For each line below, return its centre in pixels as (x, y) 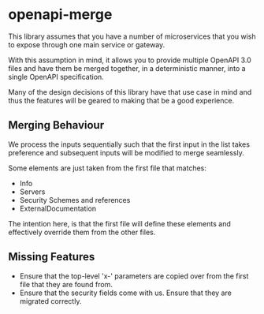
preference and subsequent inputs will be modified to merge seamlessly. (126, 152)
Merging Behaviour (56, 125)
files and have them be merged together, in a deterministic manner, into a (127, 68)
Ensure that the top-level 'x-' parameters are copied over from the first (134, 276)
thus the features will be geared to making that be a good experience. (121, 100)
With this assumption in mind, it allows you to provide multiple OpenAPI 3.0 (130, 60)
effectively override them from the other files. (82, 232)
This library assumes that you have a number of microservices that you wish (132, 36)
